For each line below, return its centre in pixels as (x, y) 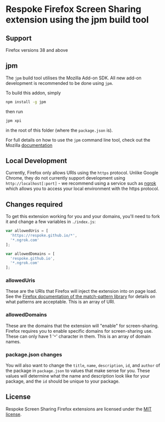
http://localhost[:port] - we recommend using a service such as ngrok (81, 184)
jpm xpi (14, 121)
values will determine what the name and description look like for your (78, 376)
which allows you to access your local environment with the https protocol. (82, 189)
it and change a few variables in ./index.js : (51, 222)
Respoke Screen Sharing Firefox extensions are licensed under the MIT (79, 409)
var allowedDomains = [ (30, 254)
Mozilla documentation (29, 145)
